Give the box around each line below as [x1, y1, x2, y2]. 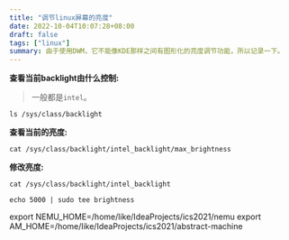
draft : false [9, 30, 59, 39]
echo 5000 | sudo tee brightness [9, 196, 135, 205]
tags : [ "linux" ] [9, 38, 70, 48]
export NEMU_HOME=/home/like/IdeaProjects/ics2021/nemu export [9, 211, 261, 222]
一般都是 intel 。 [31, 92, 92, 103]
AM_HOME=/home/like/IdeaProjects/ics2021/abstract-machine [9, 221, 243, 232]
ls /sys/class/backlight [9, 110, 103, 119]
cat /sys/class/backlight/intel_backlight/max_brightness [9, 145, 231, 154]
